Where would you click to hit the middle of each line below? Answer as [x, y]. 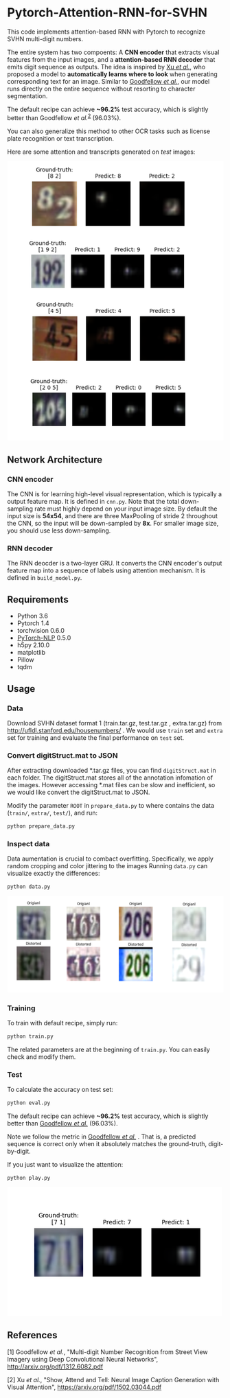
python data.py [29, 887]
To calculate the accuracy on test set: [60, 1090]
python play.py [29, 1178]
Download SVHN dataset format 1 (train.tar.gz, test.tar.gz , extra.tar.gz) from [114, 723]
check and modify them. [42, 1057]
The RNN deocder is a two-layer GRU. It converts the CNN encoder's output [115, 563]
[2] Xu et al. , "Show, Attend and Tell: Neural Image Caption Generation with [113, 1379]
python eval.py [29, 1103]
